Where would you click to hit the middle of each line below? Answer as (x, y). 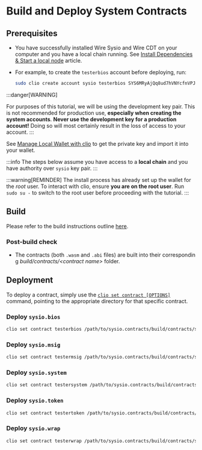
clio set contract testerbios (44, 330)
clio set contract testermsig (44, 357)
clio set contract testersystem (47, 385)
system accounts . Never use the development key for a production (91, 119)
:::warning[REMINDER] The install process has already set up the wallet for (99, 180)
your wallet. (21, 150)
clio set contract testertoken (45, 413)
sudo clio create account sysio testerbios (70, 83)
